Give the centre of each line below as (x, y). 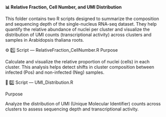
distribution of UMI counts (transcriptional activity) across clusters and (78, 35)
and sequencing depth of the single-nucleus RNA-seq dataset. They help (81, 24)
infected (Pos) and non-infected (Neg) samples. (55, 72)
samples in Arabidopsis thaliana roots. (45, 40)
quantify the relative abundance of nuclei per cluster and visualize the (77, 29)
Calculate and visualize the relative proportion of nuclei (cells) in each (77, 62)
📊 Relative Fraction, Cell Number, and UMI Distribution (64, 7)
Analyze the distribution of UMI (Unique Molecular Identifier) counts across (83, 104)
